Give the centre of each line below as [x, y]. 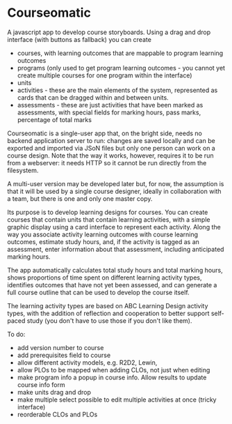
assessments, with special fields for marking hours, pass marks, [109, 112]
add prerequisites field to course [64, 355]
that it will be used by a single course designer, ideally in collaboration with [114, 191]
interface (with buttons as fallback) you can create [79, 39]
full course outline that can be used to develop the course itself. [98, 292]
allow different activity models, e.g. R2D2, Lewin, [87, 362]
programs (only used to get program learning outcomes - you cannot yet [121, 68]
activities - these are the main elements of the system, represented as [117, 90]
